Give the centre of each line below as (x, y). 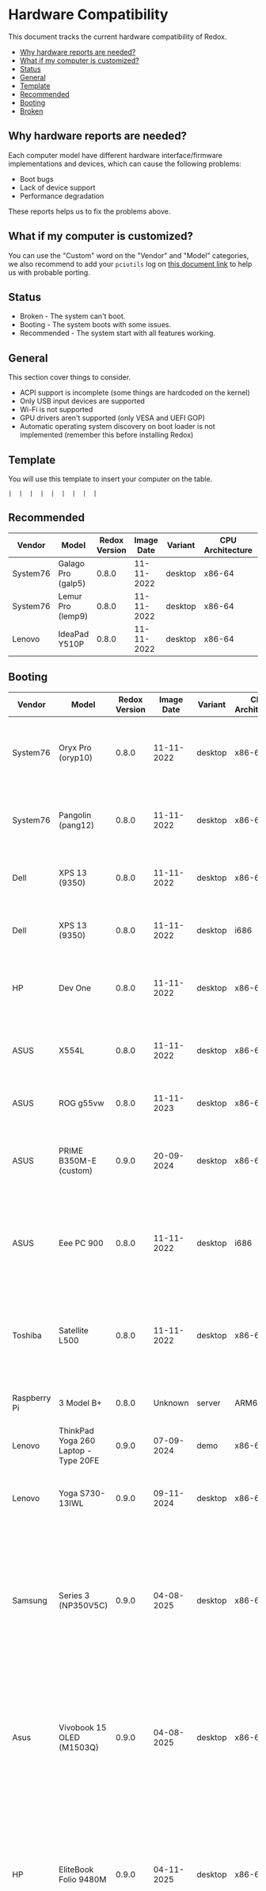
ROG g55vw (82, 1103)
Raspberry (32, 1398)
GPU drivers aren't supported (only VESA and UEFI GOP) (112, 418)
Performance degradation (62, 195)
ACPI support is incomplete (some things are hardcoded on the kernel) (135, 393)
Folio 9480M (83, 1879)
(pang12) (77, 825)
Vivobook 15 (83, 1727)
